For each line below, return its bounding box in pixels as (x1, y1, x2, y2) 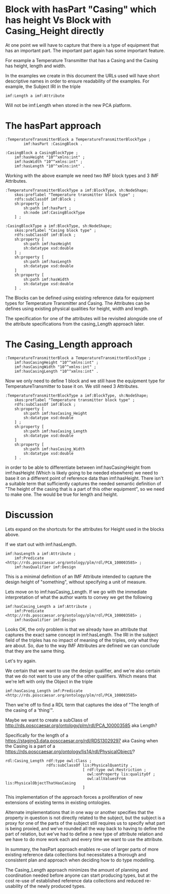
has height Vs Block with (5, 14, 112, 26)
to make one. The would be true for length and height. (5, 491, 118, 497)
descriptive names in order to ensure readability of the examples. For (5, 78, 150, 84)
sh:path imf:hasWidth (23, 276, 70, 282)
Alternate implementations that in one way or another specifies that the (5, 809, 154, 815)
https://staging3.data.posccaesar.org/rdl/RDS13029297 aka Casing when (5, 737, 158, 744)
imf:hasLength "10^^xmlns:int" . (14, 163, 85, 169)
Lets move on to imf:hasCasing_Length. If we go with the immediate (5, 589, 147, 595)
